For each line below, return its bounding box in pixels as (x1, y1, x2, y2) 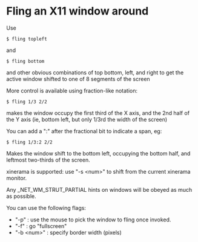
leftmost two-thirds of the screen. (6, 156, 90, 163)
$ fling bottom (6, 58, 45, 64)
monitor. (6, 174, 27, 181)
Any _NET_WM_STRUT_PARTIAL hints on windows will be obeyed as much (6, 186, 193, 193)
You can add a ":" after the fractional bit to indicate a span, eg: (6, 127, 162, 134)
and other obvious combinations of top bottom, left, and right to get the (6, 68, 184, 76)
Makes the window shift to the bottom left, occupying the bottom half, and (6, 149, 191, 157)
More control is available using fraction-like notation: (6, 87, 138, 94)
